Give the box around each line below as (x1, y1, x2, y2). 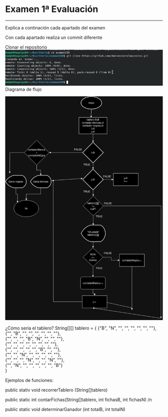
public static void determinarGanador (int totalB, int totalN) (5, 406, 126, 412)
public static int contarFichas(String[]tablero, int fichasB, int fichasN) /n (5, 396, 152, 403)
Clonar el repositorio (5, 44, 47, 50)
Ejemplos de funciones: (5, 377, 53, 383)
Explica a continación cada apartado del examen (5, 24, 105, 30)
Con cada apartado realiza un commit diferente (5, 34, 102, 40)
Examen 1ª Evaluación (5, 3, 98, 15)
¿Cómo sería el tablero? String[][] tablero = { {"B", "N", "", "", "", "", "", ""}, (5, 325, 156, 331)
